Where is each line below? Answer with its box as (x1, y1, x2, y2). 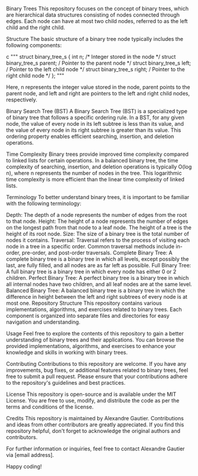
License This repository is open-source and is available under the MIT (6, 391, 177, 398)
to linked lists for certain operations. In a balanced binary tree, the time (6, 157, 178, 164)
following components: (6, 41, 62, 49)
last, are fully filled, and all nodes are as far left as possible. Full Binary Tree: (6, 262, 191, 269)
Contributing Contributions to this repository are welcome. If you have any (6, 360, 187, 367)
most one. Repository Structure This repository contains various (6, 299, 163, 306)
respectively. (6, 96, 37, 103)
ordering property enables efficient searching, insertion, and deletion (6, 133, 174, 140)
